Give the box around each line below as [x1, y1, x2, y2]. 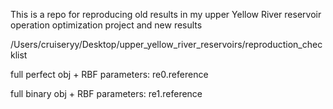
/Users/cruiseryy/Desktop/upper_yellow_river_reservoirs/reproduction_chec [10, 39, 323, 50]
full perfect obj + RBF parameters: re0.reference [10, 69, 209, 80]
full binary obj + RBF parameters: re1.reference [10, 88, 203, 99]
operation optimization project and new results [10, 19, 203, 31]
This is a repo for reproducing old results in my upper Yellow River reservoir [10, 9, 322, 20]
